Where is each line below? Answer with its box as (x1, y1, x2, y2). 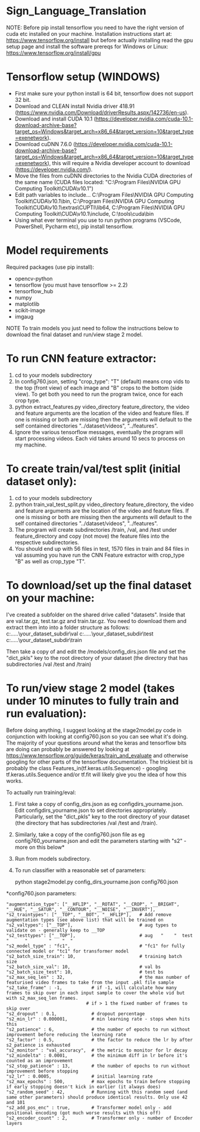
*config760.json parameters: (6, 889, 77, 897)
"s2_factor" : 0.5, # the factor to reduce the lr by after (6, 1037, 193, 1043)
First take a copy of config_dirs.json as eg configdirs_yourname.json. (14, 800, 184, 807)
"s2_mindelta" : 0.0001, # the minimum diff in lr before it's (6, 1052, 187, 1059)
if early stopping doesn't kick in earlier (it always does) (6, 1084, 161, 1090)
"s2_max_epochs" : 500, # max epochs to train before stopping (6, 1078, 190, 1084)
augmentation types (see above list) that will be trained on (6, 917, 164, 923)
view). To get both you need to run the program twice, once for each (14, 390, 183, 398)
